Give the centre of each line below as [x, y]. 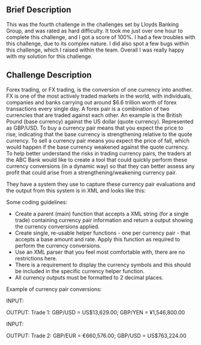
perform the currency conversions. [58, 245]
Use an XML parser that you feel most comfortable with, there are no [100, 252]
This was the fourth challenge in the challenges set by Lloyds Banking [92, 24]
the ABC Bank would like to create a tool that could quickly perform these [97, 160]
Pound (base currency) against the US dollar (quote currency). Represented [100, 121]
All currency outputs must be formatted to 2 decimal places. [89, 277]
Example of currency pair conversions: [54, 289]
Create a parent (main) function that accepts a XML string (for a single [102, 214]
